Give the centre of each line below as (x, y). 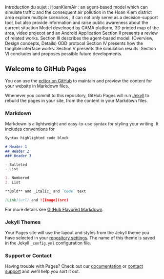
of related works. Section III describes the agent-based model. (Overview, (79, 38)
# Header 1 (16, 147)
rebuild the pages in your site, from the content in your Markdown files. (76, 100)
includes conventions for (30, 129)
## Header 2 (17, 151)
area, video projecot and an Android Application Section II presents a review (82, 33)
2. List (13, 182)
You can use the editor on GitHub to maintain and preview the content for (79, 80)
